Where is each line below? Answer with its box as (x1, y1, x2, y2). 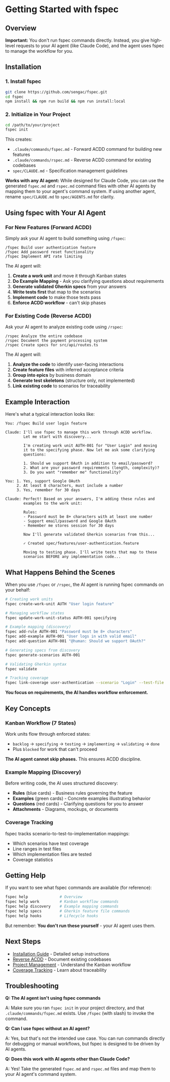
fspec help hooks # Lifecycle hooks (5, 913, 99, 919)
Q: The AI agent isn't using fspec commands (5, 995, 101, 1001)
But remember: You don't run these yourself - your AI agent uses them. (5, 923, 156, 929)
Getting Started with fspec (5, 4, 119, 15)
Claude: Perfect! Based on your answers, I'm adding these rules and (5, 497, 155, 502)
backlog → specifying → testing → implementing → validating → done (12, 740, 160, 747)
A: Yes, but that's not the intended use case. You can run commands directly (5, 1035, 165, 1041)
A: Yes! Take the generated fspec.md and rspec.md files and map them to (5, 1066, 156, 1072)
